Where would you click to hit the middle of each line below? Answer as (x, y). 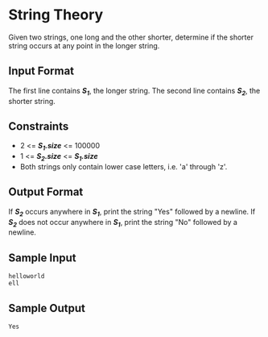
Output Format (46, 192)
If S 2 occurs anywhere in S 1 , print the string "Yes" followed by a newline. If (132, 212)
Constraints (39, 126)
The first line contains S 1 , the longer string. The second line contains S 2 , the (134, 92)
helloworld (27, 277)
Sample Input (42, 258)
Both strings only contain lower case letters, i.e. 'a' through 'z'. (124, 166)
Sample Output (47, 308)
